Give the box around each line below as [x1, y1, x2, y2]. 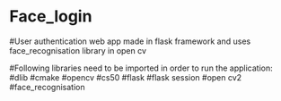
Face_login [9, 6, 92, 27]
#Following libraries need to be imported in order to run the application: [9, 63, 274, 73]
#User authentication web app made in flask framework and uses [9, 36, 251, 46]
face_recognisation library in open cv [9, 45, 146, 55]
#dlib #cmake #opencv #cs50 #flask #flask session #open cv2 [9, 72, 242, 82]
